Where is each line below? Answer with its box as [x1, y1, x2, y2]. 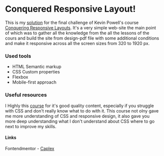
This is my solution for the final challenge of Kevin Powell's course [5, 20, 139, 25]
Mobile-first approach [12, 79, 57, 85]
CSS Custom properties [12, 69, 60, 75]
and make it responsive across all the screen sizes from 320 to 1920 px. [5, 40, 150, 46]
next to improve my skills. [5, 123, 56, 129]
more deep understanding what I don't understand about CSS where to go [5, 118, 155, 124]
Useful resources [5, 91, 47, 98]
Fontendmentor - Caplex [5, 145, 55, 151]
